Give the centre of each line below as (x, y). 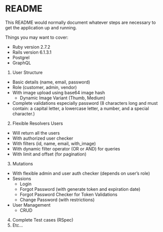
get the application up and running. (41, 27)
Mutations (23, 163)
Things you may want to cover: (37, 37)
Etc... (18, 225)
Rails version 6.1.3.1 (32, 52)
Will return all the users (36, 133)
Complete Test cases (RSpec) (43, 220)
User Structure (28, 72)
